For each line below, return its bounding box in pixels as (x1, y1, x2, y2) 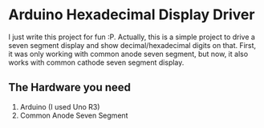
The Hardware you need (8, 81, 131, 94)
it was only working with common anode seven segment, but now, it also (8, 49, 249, 58)
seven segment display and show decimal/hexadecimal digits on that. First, (8, 40, 257, 50)
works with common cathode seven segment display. (8, 58, 185, 67)
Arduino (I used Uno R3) (19, 102, 100, 111)
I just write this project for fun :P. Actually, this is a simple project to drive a (8, 32, 255, 42)
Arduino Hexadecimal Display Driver (8, 6, 255, 24)
